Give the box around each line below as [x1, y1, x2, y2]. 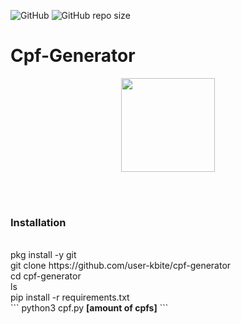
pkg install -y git [10, 249, 77, 261]
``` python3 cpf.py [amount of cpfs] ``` [10, 302, 169, 314]
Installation [10, 215, 67, 229]
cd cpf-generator [10, 270, 82, 282]
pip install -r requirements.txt [10, 291, 130, 304]
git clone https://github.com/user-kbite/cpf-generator [10, 260, 232, 272]
